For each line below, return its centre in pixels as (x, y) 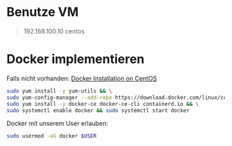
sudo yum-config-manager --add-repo (59, 98)
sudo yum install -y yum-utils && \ (59, 91)
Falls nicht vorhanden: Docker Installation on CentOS (82, 78)
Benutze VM (43, 12)
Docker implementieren (75, 59)
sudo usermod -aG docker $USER (52, 136)
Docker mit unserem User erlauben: (57, 124)
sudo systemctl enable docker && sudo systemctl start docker (98, 110)
